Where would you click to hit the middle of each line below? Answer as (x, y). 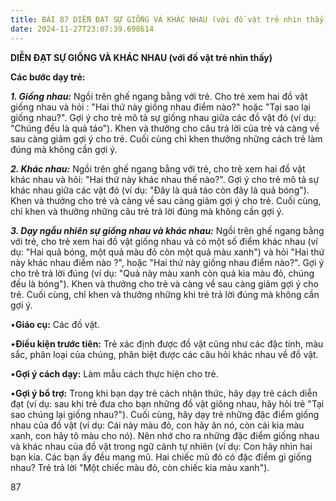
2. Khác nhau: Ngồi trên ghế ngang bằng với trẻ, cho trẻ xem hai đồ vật (158, 168)
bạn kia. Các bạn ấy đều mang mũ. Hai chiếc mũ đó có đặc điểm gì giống (161, 457)
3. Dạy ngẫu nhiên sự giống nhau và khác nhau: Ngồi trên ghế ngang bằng (167, 230)
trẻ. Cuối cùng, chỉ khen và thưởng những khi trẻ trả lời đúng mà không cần (165, 294)
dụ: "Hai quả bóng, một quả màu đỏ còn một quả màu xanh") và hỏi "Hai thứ (167, 252)
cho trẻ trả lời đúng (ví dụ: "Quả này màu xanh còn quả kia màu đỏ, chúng (162, 273)
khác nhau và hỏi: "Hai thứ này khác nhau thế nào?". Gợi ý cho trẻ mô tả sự (165, 179)
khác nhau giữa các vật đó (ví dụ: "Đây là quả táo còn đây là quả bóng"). (160, 190)
